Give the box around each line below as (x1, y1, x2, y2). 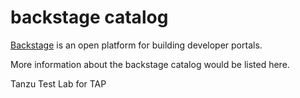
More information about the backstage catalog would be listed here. (10, 58, 290, 70)
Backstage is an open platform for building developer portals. (10, 39, 263, 51)
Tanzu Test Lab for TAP (10, 77, 107, 90)
